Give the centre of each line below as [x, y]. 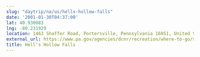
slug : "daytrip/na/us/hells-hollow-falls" [60, 12]
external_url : [24, 39]
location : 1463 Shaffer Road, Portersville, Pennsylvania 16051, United [98, 34]
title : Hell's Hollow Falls [41, 45]
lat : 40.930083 [25, 23]
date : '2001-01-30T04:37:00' [42, 17]
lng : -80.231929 [26, 28]
